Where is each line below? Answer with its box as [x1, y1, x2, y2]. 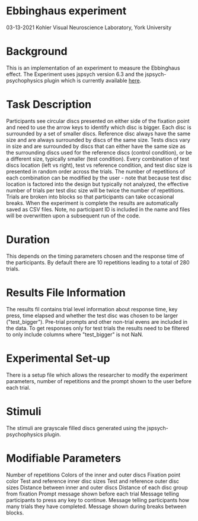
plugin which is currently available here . [44, 77, 142, 84]
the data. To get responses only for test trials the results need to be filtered [6, 324, 190, 331]
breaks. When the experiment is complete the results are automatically [6, 199, 179, 206]
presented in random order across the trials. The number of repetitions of [6, 168, 186, 175]
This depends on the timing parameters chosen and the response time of [6, 252, 185, 260]
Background [6, 45, 68, 58]
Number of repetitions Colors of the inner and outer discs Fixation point [6, 471, 181, 478]
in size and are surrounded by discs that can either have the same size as [6, 143, 186, 150]
